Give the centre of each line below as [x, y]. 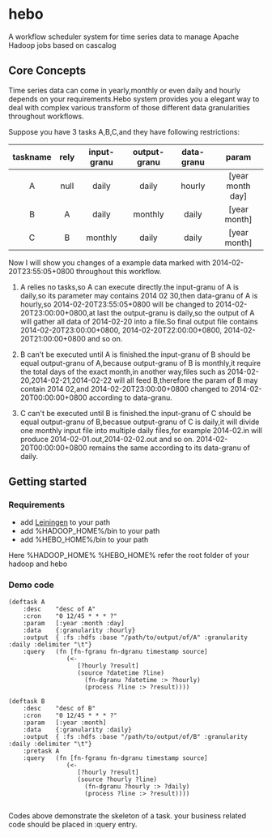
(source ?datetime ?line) [121, 673]
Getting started [48, 482]
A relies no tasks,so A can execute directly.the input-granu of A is [129, 287]
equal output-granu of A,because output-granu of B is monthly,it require [140, 363]
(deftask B [27, 701]
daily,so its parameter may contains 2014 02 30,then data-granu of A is [139, 295]
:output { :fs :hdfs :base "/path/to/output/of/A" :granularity [136, 637]
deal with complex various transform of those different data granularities [129, 107]
